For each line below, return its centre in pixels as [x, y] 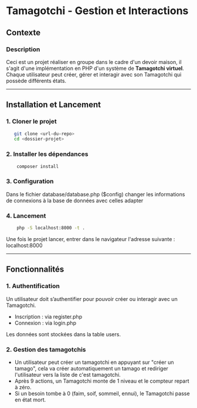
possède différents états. [36, 81]
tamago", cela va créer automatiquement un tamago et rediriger [91, 368]
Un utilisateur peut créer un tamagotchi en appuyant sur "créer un [94, 362]
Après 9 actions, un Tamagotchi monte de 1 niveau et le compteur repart [102, 381]
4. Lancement [26, 216]
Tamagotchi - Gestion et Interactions [97, 11]
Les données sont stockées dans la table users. [64, 334]
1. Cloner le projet [31, 122]
